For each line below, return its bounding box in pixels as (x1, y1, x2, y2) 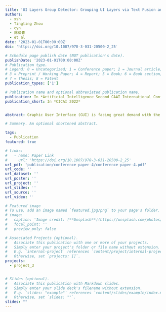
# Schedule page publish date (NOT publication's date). (5, 53, 125, 58)
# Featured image (5, 203, 41, 208)
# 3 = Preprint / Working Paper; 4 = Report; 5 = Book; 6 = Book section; (5, 71, 163, 77)
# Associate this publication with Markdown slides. (5, 281, 121, 286)
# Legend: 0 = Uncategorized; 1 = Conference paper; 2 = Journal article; (5, 67, 163, 72)
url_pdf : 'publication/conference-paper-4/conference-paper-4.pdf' (5, 162, 147, 167)
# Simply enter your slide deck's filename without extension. (5, 286, 142, 291)
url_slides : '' (5, 185, 37, 190)
